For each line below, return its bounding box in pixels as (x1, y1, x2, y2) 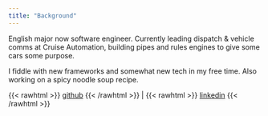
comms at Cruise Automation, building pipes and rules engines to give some (8, 42, 261, 52)
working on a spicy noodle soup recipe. (8, 74, 139, 84)
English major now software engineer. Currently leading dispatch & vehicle (8, 34, 254, 43)
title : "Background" (8, 11, 78, 20)
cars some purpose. (8, 50, 75, 60)
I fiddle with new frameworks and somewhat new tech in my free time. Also (8, 66, 257, 76)
